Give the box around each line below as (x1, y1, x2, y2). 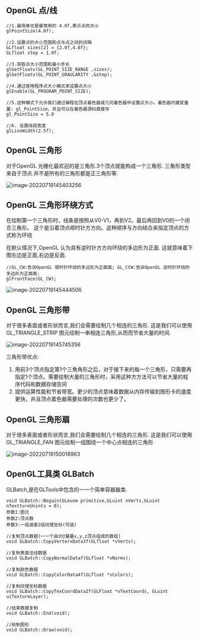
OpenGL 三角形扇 (6, 414, 70, 424)
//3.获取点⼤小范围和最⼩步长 (6, 61, 70, 67)
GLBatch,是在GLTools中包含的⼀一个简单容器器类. (6, 486, 127, 493)
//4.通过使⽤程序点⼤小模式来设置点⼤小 (6, 83, 92, 89)
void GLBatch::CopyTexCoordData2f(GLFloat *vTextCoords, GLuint (6, 588, 168, 594)
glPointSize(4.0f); (6, 28, 54, 34)
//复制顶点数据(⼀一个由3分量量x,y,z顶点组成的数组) (6, 533, 121, 539)
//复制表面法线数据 (6, 550, 47, 556)
